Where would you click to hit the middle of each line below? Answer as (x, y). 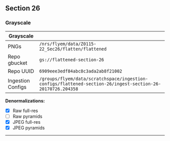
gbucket (18, 63)
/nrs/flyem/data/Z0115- (68, 44)
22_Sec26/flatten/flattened (73, 49)
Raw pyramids (27, 116)
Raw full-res (25, 111)
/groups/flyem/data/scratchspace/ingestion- (94, 79)
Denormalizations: (25, 100)
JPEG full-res (26, 122)
